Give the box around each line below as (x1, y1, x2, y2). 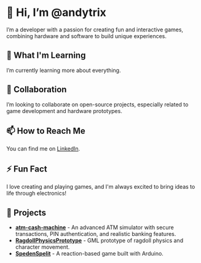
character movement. (15, 243, 70, 251)
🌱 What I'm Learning (6, 50, 86, 61)
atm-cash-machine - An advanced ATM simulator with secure (15, 224, 174, 231)
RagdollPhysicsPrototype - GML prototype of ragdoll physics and (15, 237, 183, 244)
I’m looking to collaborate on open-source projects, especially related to (6, 101, 189, 108)
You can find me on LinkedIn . (6, 145, 81, 152)
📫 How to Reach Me (6, 125, 85, 136)
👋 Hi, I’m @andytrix (6, 6, 106, 20)
